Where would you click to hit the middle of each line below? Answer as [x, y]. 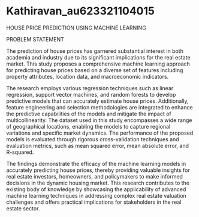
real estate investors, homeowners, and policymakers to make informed [94, 176]
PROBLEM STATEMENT [35, 39]
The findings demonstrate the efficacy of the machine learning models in [96, 164]
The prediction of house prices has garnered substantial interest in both [95, 51]
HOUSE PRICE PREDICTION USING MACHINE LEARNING [76, 28]
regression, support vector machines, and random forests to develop [91, 94]
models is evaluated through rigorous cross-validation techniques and [93, 139]
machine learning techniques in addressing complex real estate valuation [97, 195]
